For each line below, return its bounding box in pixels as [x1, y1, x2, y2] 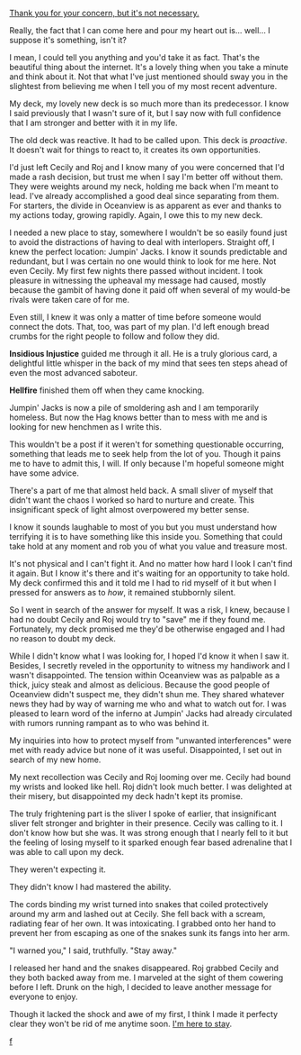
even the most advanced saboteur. [9, 368, 138, 377]
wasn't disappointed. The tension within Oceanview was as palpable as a [9, 670, 280, 680]
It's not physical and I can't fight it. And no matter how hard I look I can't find [9, 559, 293, 568]
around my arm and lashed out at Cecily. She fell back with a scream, [9, 909, 266, 919]
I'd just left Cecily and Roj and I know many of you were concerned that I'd [9, 162, 285, 172]
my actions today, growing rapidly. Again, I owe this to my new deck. [9, 210, 263, 220]
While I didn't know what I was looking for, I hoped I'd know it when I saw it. [9, 650, 289, 661]
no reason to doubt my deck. [9, 633, 117, 643]
